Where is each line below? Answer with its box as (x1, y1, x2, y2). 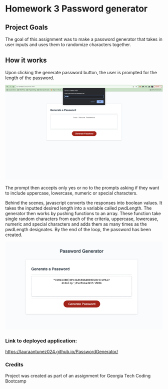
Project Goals (5, 23, 48, 32)
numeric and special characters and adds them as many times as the (5, 221, 147, 227)
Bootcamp (5, 378, 26, 384)
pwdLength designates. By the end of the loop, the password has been (5, 226, 151, 232)
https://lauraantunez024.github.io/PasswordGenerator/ (5, 349, 118, 355)
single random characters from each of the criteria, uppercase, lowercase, (5, 216, 158, 222)
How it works (5, 56, 47, 65)
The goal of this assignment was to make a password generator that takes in (5, 36, 162, 42)
